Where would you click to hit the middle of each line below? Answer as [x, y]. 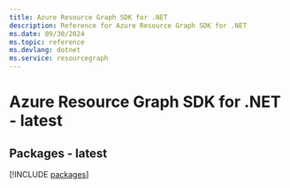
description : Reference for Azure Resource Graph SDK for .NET [128, 26]
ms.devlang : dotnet [45, 50]
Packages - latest [58, 153]
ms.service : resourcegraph [59, 58]
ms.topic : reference [47, 42]
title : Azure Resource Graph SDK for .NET [88, 17]
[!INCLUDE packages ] [49, 174]
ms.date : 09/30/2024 [47, 34]
